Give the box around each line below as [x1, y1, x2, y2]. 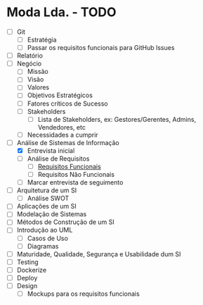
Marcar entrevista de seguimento [27, 178, 124, 187]
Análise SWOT [27, 194, 70, 203]
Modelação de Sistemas [16, 210, 87, 218]
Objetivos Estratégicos [27, 91, 93, 99]
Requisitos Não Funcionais [37, 170, 115, 178]
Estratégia [27, 36, 57, 44]
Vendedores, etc [37, 123, 86, 131]
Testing [16, 258, 39, 266]
